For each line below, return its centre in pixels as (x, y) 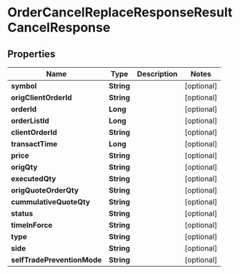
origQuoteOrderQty (45, 190)
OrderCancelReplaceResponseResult (120, 12)
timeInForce (32, 225)
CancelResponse (59, 27)
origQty (24, 167)
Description (157, 74)
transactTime (34, 144)
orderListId (30, 121)
